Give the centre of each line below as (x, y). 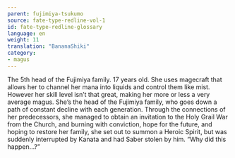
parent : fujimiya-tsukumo (45, 14)
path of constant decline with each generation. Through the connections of (116, 109)
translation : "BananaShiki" (49, 46)
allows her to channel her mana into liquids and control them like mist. (109, 87)
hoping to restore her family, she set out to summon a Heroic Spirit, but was (117, 131)
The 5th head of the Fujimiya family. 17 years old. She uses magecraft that (115, 79)
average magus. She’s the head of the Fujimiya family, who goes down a (112, 102)
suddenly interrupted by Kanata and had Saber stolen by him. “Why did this (117, 139)
